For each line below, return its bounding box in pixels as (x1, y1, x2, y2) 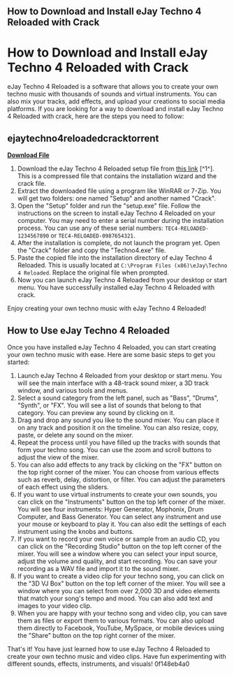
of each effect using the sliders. (17, 482, 110, 491)
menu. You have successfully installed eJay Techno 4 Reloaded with (17, 283, 215, 292)
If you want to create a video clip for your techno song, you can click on (17, 572, 225, 580)
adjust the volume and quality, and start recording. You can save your (17, 557, 218, 565)
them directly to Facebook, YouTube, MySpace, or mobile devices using (17, 623, 225, 632)
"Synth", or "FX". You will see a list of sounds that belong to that (17, 401, 202, 409)
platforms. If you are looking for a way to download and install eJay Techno (7, 105, 224, 113)
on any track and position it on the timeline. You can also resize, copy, (17, 423, 219, 432)
